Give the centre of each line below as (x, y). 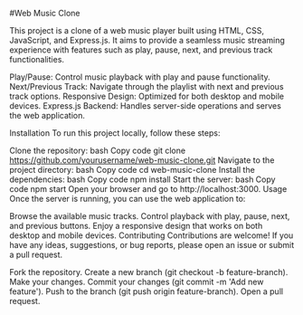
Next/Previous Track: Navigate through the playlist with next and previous (147, 86)
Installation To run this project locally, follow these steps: (115, 133)
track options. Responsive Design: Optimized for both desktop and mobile (147, 96)
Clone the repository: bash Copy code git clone (98, 150)
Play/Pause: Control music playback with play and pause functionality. (140, 77)
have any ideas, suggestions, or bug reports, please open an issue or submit (152, 245)
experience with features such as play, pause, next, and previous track (141, 50)
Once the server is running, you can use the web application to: (128, 199)
